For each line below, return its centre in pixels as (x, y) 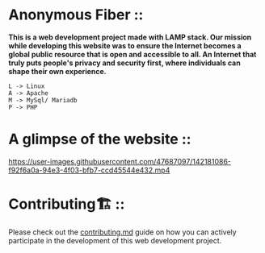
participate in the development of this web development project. (115, 240)
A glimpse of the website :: (100, 139)
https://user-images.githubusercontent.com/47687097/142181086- (120, 161)
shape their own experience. (57, 71)
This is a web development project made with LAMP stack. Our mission (130, 37)
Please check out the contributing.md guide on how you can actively (122, 232)
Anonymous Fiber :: (76, 15)
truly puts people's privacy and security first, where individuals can (124, 63)
